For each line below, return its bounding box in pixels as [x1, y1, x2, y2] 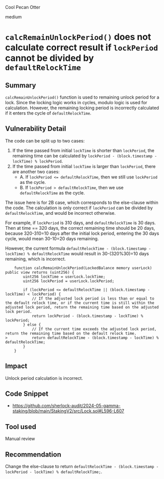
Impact [5, 362, 27, 370]
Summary [5, 81, 36, 89]
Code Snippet [5, 390, 49, 398]
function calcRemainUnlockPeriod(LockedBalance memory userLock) [14, 265, 153, 271]
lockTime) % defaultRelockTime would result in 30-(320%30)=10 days [5, 250, 149, 256]
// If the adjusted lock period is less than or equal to [31, 296, 155, 301]
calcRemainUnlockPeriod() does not [5, 31, 152, 43]
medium [5, 14, 22, 19]
